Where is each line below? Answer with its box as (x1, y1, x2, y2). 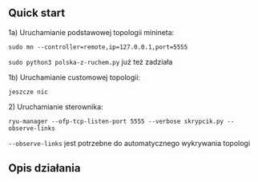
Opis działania (8, 161, 81, 175)
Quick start (8, 6, 66, 20)
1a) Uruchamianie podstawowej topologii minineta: (8, 27, 175, 37)
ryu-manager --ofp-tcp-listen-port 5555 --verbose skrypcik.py (8, 117, 224, 125)
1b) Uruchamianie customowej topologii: (8, 72, 141, 82)
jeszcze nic (8, 88, 48, 96)
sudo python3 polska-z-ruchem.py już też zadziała (8, 57, 173, 66)
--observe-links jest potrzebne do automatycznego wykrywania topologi (8, 138, 251, 148)
